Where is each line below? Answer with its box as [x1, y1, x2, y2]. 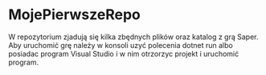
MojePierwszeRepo [8, 6, 141, 24]
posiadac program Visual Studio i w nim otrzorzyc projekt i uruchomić [8, 49, 239, 58]
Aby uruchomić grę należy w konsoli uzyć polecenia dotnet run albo [8, 40, 233, 49]
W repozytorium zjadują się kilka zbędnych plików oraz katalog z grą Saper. [8, 32, 259, 41]
